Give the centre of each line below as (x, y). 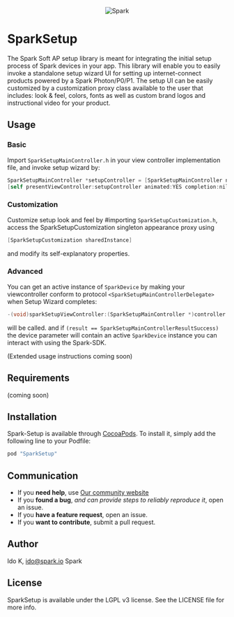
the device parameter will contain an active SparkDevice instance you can (112, 335)
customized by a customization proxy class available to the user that (105, 88)
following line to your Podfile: (49, 441)
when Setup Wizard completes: (52, 301)
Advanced (25, 271)
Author (23, 544)
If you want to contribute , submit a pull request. (86, 522)
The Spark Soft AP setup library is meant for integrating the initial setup (110, 58)
